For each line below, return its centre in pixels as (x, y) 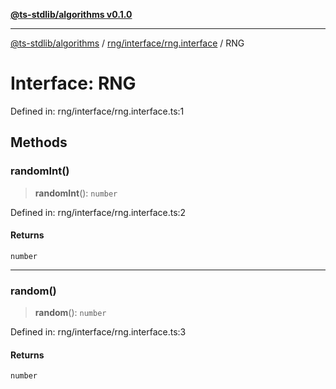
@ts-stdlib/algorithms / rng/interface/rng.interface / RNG (127, 43)
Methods (39, 142)
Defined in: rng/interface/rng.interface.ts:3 (98, 332)
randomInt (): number (76, 193)
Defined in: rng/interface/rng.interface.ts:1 (97, 111)
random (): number (70, 313)
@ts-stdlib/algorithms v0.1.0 (71, 14)
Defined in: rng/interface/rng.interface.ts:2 (98, 212)
